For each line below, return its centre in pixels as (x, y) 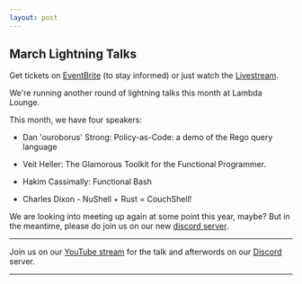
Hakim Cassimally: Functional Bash (87, 182)
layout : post (34, 18)
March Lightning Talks (73, 54)
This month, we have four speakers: (75, 120)
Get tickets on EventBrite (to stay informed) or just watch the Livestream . (144, 75)
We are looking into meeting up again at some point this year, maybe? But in (150, 217)
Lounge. (25, 102)
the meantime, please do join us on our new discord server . (119, 226)
